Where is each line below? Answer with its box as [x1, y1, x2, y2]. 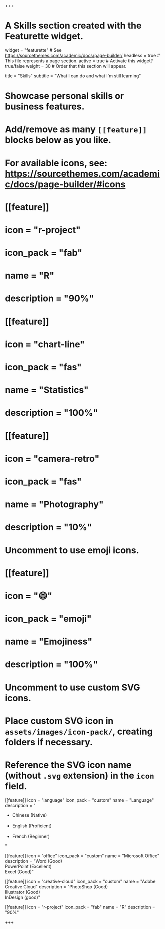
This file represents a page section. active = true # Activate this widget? [5, 58, 153, 64]
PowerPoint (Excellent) [5, 863, 52, 869]
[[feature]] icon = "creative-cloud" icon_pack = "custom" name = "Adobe [5, 878, 156, 884]
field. [5, 781, 27, 792]
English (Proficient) [12, 823, 52, 829]
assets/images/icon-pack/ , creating [5, 726, 153, 737]
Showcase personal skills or [5, 90, 124, 102]
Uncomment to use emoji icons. [5, 544, 139, 556]
